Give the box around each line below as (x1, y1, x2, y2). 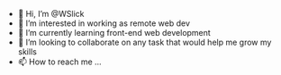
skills (17, 46, 38, 57)
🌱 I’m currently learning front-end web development (17, 28, 212, 37)
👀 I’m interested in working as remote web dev (17, 18, 191, 29)
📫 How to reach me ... (17, 56, 102, 67)
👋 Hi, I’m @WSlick (17, 9, 85, 19)
